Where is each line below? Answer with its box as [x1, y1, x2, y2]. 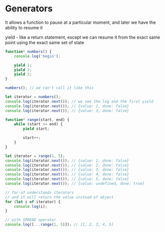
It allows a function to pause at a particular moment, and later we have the [5, 19, 156, 25]
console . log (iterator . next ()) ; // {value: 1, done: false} [5, 158, 129, 163]
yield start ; [23, 126, 50, 131]
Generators [5, 3, 53, 14]
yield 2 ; [14, 67, 32, 72]
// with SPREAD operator [5, 218, 56, 223]
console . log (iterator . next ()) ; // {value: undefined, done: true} [5, 181, 145, 186]
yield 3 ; [14, 72, 32, 77]
